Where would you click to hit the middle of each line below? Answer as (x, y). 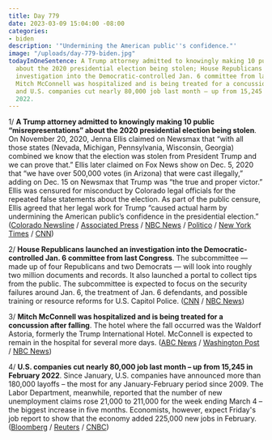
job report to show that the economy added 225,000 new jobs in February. (133, 419)
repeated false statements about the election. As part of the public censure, (135, 199)
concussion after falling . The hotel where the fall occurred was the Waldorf (135, 326)
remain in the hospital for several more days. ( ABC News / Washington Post (134, 343)
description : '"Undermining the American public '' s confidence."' (123, 46)
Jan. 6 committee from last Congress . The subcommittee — (147, 258)
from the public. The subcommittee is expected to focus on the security (128, 284)
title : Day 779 (34, 16)
